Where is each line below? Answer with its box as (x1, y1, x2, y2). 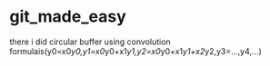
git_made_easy (9, 6, 127, 27)
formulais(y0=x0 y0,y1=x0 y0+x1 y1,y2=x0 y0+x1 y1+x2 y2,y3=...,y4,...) (9, 45, 262, 56)
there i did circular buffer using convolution (9, 36, 171, 47)
